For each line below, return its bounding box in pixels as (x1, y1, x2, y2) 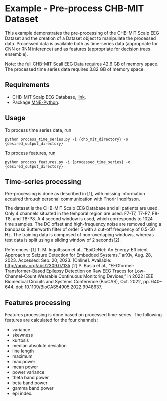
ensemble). (5, 51, 28, 57)
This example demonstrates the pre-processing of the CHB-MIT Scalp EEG (5, 30, 159, 36)
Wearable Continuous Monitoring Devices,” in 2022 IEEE (37, 273, 154, 279)
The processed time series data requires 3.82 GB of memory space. (5, 66, 145, 72)
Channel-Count (5, 273, 37, 279)
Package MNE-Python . (12, 99, 60, 105)
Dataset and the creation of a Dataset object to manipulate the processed (5, 35, 156, 41)
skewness (12, 332, 33, 338)
